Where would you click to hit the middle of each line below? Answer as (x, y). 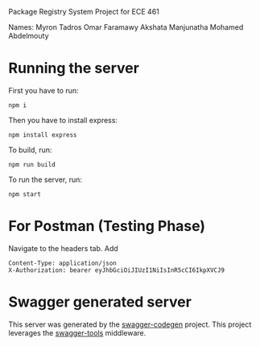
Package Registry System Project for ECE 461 (84, 12)
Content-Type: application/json (62, 263)
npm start (25, 194)
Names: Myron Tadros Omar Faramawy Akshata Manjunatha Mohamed (126, 27)
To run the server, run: (45, 179)
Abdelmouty (29, 36)
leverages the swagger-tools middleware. (77, 332)
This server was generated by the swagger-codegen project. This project (130, 324)
